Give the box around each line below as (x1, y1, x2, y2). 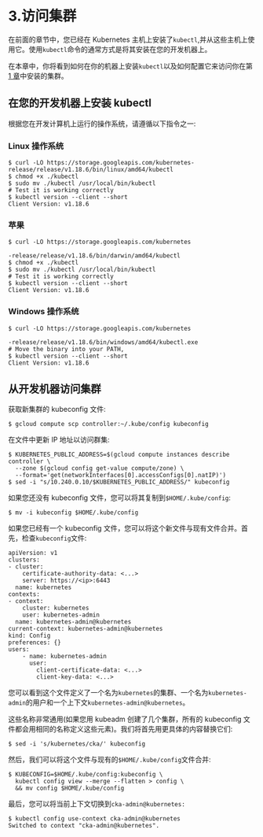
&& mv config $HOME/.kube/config (15, 784, 125, 792)
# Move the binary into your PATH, (8, 345, 125, 353)
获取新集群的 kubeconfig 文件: (8, 405, 106, 414)
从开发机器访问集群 (8, 383, 101, 396)
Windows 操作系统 (8, 306, 80, 317)
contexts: (8, 591, 41, 598)
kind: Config (8, 631, 51, 640)
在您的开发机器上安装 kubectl (8, 96, 152, 110)
